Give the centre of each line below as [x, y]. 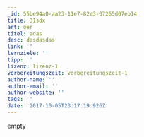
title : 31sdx [26, 20]
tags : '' [20, 100]
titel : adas [25, 34]
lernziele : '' [28, 54]
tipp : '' [20, 60]
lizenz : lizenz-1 [33, 66]
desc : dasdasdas [31, 40]
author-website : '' [36, 93]
